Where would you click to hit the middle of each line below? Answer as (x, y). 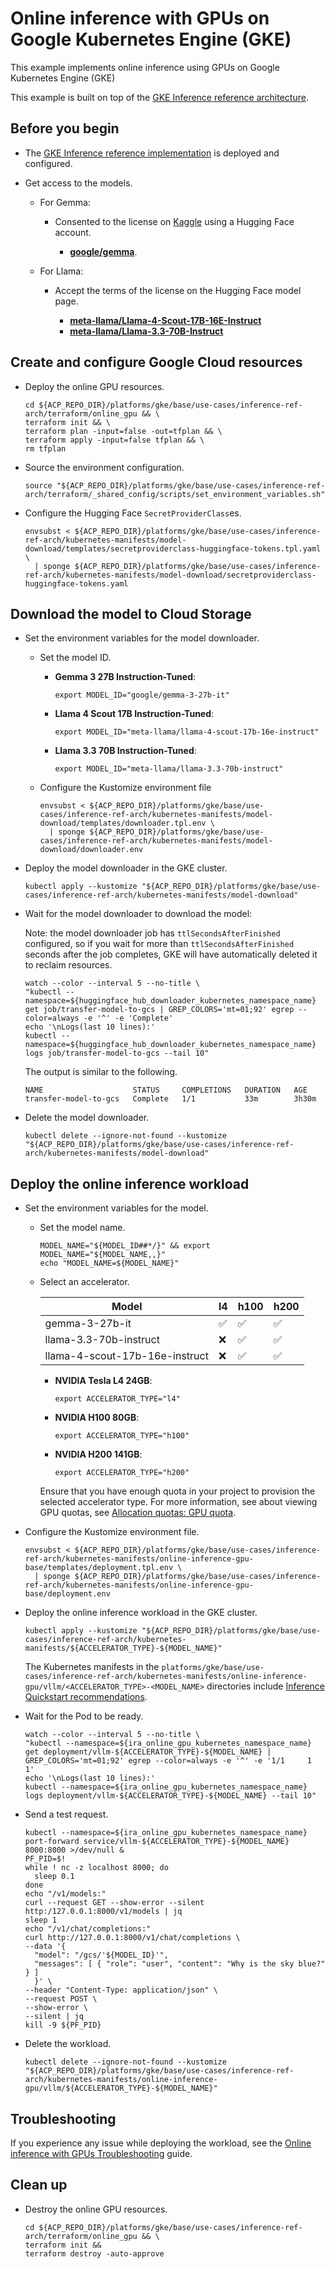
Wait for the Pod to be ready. (84, 1716)
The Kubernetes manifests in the (92, 1667)
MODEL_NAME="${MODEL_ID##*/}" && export (125, 1246)
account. (73, 232)
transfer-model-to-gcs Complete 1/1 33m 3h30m (170, 1099)
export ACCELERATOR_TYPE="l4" (117, 1399)
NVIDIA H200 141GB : (98, 1454)
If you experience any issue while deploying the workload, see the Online (161, 2143)
